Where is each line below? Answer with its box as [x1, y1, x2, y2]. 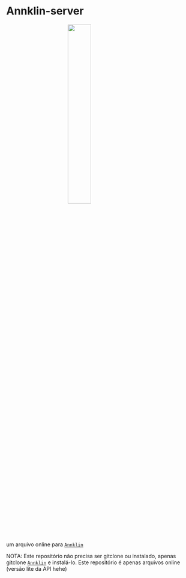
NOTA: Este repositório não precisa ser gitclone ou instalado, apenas [6, 552, 176, 559]
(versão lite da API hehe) [6, 565, 67, 572]
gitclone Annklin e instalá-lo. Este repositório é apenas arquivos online [6, 559, 181, 566]
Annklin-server [6, 4, 84, 18]
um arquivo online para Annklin [6, 541, 84, 548]
